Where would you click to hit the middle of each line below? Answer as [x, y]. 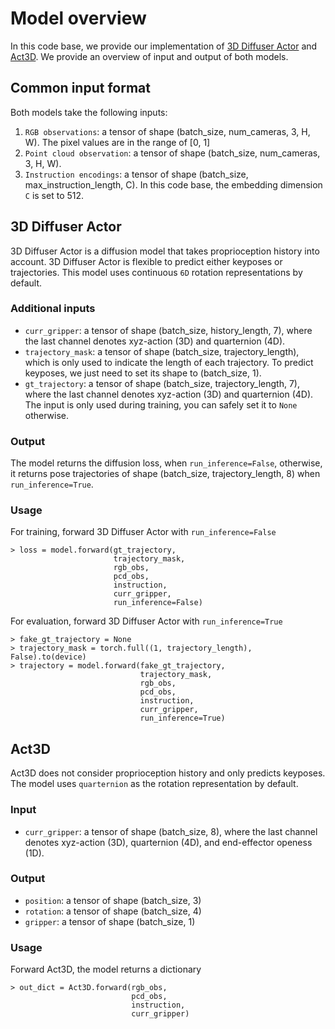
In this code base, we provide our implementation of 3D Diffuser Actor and [164, 46]
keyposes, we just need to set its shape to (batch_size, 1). [143, 373]
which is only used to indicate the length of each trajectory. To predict [169, 362]
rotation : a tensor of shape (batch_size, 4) [113, 911]
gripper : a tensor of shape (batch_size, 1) [110, 921]
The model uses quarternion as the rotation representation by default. [154, 784]
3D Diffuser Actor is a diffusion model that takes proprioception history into [165, 251]
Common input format [80, 88]
